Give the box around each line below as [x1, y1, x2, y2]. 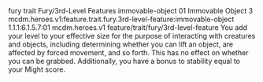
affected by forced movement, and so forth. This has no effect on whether [8, 48, 249, 57]
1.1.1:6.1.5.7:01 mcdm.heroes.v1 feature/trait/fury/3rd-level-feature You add [8, 23, 248, 32]
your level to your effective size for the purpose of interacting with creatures [8, 32, 256, 40]
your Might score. [8, 65, 65, 74]
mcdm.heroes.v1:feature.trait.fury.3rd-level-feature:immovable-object [8, 14, 235, 24]
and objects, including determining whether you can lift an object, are [8, 39, 234, 49]
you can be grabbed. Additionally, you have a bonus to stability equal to [8, 57, 241, 65]
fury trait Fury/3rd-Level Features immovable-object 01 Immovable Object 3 [8, 6, 254, 15]
